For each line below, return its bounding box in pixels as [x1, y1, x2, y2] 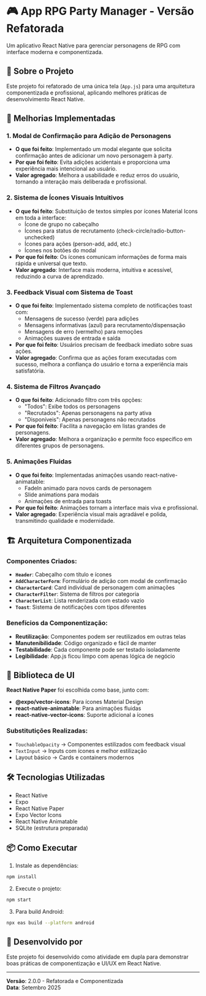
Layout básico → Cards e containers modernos [15, 754, 134, 761]
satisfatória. [15, 367, 45, 374]
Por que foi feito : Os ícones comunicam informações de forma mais [15, 253, 187, 260]
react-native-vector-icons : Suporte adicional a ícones [15, 711, 154, 719]
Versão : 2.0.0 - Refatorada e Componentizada [6, 977, 124, 984]
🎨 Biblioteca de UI [6, 670, 75, 681]
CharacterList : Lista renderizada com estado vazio [15, 597, 145, 604]
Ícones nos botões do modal [24, 246, 97, 254]
